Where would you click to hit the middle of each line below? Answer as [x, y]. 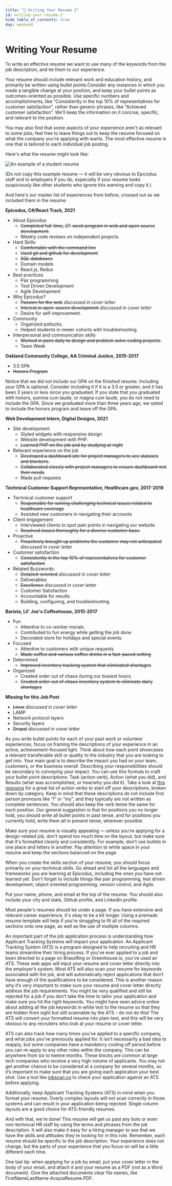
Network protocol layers [38, 718]
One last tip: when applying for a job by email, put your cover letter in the [82, 1162]
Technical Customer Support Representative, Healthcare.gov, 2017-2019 [84, 488]
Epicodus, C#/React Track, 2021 [40, 210]
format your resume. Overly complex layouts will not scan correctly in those [85, 1098]
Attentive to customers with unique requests [67, 649]
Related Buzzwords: [34, 569]
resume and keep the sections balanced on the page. [61, 853]
